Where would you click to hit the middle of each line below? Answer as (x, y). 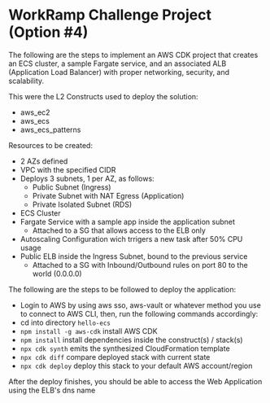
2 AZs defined (44, 161)
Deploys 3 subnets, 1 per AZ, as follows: (87, 178)
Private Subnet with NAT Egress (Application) (108, 195)
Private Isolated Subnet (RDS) (82, 204)
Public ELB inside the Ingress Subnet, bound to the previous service (134, 256)
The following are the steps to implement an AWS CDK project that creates (133, 55)
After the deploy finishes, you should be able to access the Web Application (135, 381)
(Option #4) (48, 32)
